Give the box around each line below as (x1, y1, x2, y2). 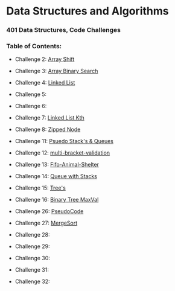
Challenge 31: (14, 266, 49, 273)
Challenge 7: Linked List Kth (14, 114, 84, 121)
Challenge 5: (14, 91, 47, 98)
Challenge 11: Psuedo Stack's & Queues (14, 138, 113, 145)
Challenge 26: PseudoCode (14, 208, 84, 215)
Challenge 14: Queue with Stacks (14, 173, 98, 180)
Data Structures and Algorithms (6, 4, 169, 18)
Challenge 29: (14, 243, 50, 250)
